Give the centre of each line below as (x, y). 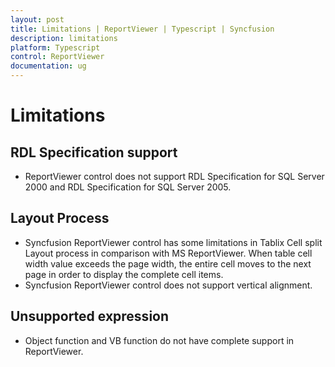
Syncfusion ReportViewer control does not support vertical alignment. (168, 285)
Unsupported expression (90, 316)
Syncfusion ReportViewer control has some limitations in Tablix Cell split (173, 242)
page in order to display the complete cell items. (124, 274)
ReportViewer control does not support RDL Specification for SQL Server (174, 176)
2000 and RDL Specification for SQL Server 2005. (128, 187)
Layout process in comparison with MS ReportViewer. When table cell (168, 253)
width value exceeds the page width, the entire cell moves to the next (168, 263)
